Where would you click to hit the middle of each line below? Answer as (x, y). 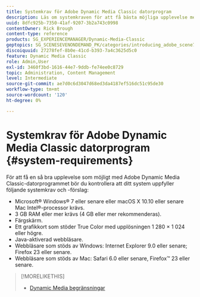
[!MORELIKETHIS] (43, 276)
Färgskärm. (29, 220)
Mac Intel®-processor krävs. (50, 208)
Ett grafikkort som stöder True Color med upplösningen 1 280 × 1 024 (100, 227)
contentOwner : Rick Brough (40, 28)
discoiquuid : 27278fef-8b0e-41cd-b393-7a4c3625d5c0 (71, 51)
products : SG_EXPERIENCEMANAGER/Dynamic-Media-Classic (76, 39)
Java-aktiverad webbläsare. (49, 239)
